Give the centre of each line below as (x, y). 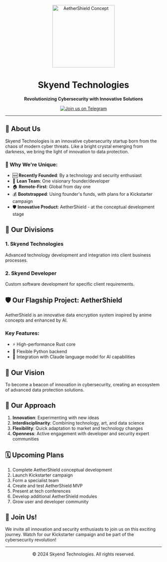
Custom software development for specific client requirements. (70, 284)
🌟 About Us (23, 129)
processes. (17, 260)
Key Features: (22, 333)
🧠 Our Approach (31, 405)
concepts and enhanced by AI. (37, 320)
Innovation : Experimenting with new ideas (56, 418)
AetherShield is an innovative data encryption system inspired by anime (79, 315)
